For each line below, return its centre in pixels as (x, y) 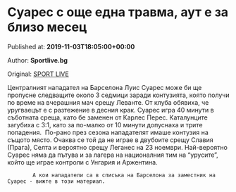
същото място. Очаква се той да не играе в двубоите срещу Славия (110, 140)
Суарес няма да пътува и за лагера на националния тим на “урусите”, (113, 155)
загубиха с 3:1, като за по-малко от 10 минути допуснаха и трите (105, 124)
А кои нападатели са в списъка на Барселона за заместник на (124, 175)
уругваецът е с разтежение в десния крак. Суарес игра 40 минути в (111, 110)
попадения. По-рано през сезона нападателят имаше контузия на (108, 132)
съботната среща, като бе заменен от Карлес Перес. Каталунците (107, 117)
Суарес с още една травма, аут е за (118, 12)
